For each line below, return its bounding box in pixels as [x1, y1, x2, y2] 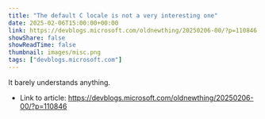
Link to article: [19, 93, 67, 102]
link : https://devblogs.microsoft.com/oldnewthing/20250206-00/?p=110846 [8, 26, 258, 34]
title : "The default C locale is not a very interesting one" [8, 11, 218, 20]
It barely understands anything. [8, 77, 111, 87]
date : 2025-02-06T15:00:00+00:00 [8, 19, 119, 27]
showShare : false [8, 33, 66, 42]
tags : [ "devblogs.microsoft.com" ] [8, 56, 123, 64]
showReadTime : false [8, 41, 77, 49]
